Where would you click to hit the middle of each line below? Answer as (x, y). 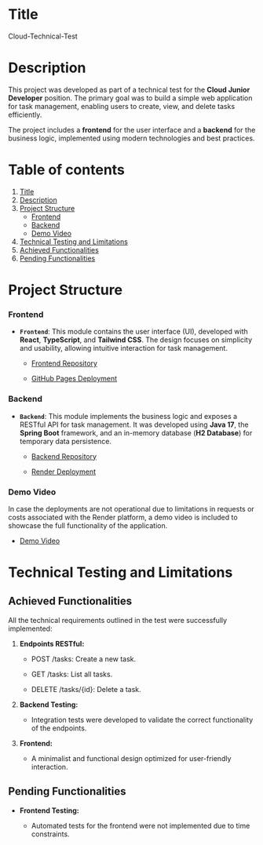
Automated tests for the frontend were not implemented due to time (141, 825)
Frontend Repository (64, 363)
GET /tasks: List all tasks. (72, 674)
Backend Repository (64, 456)
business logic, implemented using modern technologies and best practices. (131, 138)
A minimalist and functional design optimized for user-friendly (131, 758)
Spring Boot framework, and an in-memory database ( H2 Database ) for (136, 432)
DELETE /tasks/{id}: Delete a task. (86, 689)
